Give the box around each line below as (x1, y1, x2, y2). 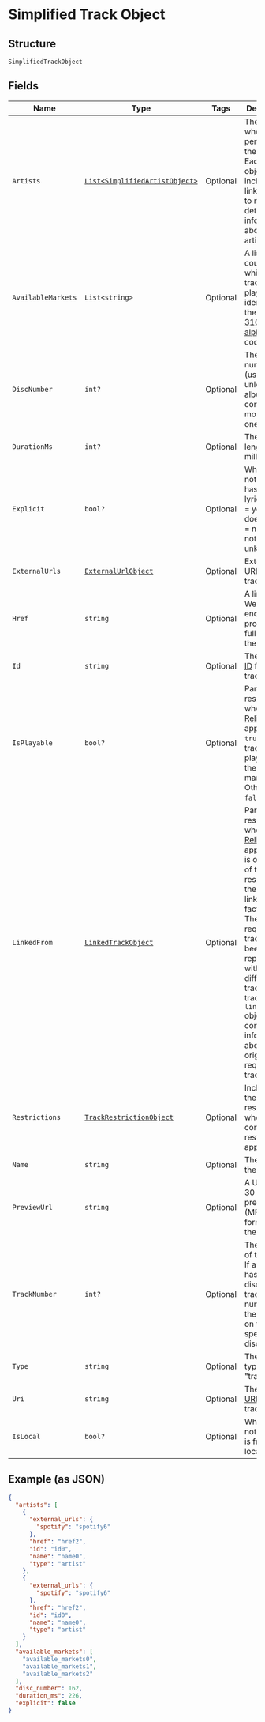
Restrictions (12, 1113, 62, 1121)
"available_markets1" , (22, 1662, 97, 1671)
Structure (8, 37, 57, 51)
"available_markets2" (22, 1670, 93, 1678)
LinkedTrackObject (84, 938, 154, 947)
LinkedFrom (12, 938, 53, 947)
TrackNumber (12, 1290, 58, 1298)
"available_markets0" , (22, 1655, 97, 1663)
